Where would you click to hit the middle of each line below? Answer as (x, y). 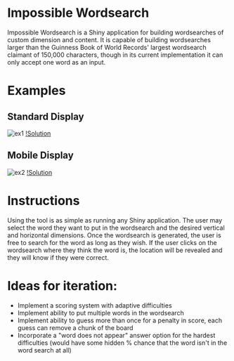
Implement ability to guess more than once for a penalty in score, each (120, 320)
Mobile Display (40, 156)
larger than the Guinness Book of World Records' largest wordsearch (107, 47)
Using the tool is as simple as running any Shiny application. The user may (115, 220)
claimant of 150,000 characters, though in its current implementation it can (115, 55)
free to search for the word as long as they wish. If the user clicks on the (112, 242)
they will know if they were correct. (58, 257)
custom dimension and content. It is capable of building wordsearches (109, 39)
